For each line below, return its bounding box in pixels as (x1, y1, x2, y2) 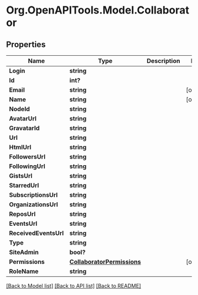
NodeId (9, 105, 31, 113)
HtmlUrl (9, 143, 31, 151)
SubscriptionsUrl (9, 191, 58, 199)
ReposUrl (9, 210, 36, 218)
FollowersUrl (9, 153, 46, 160)
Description (146, 57, 181, 65)
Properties (6, 39, 46, 49)
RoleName (9, 267, 39, 275)
